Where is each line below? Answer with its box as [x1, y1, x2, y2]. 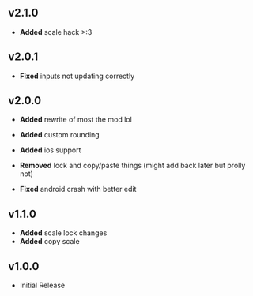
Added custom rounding [19, 130, 100, 140]
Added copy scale [19, 237, 81, 246]
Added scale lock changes [19, 228, 108, 238]
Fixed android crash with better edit [19, 185, 137, 194]
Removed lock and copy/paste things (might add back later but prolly [19, 161, 246, 170]
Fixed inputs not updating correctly [19, 71, 135, 81]
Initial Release [19, 280, 66, 290]
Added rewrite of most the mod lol [19, 114, 132, 125]
